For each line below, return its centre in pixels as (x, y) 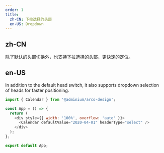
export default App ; (27, 145)
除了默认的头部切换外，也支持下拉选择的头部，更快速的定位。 (69, 57)
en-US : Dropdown (27, 24)
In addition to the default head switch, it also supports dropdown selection (82, 85)
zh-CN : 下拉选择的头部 (31, 19)
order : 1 (14, 10)
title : (12, 15)
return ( (19, 113)
